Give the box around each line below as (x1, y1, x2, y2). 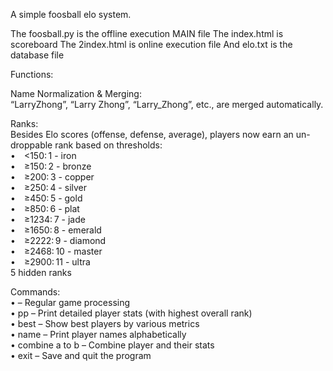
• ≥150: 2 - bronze (10, 160, 92, 172)
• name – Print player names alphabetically (10, 329, 187, 340)
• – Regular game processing (10, 297, 131, 308)
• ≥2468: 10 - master (10, 245, 103, 257)
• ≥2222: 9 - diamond (10, 235, 107, 246)
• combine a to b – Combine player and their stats (10, 339, 215, 351)
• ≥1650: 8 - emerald (10, 224, 102, 236)
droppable (10, 139, 53, 151)
